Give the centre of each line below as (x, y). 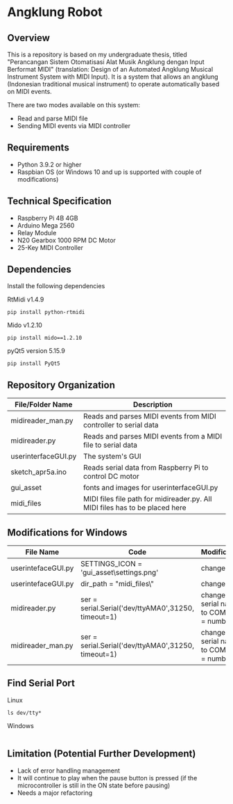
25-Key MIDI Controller (50, 247)
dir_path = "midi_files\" (118, 584)
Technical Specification (60, 202)
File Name (42, 552)
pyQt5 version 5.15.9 (36, 351)
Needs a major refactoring (55, 793)
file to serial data (110, 445)
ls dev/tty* (24, 713)
